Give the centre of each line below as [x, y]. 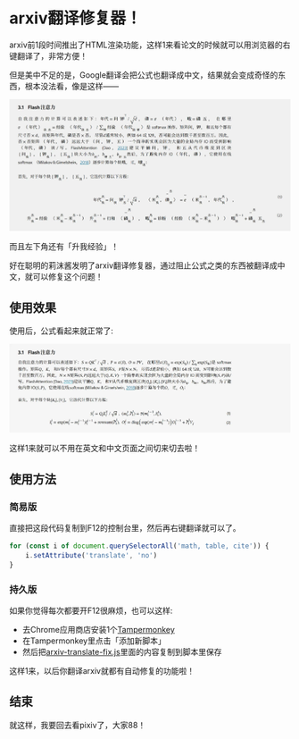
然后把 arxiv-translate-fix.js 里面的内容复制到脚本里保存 [122, 651]
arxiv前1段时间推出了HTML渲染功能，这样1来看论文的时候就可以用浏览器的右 [150, 45]
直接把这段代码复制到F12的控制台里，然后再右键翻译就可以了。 [125, 528]
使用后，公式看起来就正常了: [62, 331]
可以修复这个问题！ [68, 277]
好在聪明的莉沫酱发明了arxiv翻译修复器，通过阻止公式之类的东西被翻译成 [144, 265]
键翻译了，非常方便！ [48, 55]
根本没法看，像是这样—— [71, 86]
